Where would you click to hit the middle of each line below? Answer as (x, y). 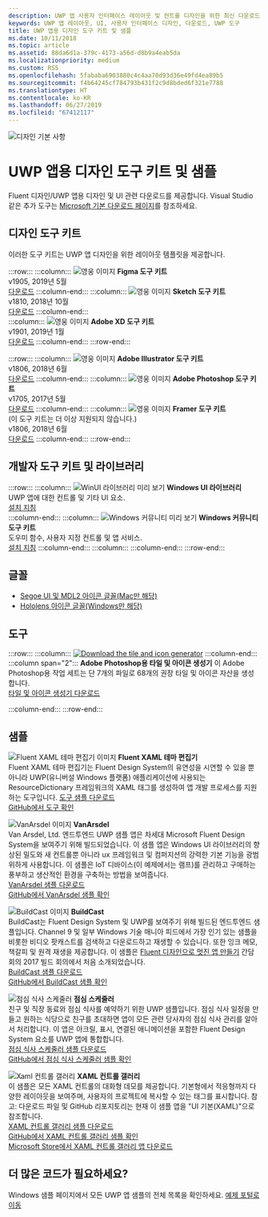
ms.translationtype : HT (48, 90)
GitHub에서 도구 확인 (41, 807)
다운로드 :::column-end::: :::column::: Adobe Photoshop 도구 (128, 379)
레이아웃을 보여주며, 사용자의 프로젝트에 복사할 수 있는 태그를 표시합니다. (136, 1096)
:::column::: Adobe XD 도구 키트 (81, 321)
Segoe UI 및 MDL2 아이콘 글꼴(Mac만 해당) (88, 596)
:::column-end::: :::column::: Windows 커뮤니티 (133, 517)
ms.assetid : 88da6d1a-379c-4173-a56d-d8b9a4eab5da (94, 53)
